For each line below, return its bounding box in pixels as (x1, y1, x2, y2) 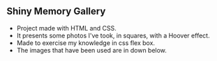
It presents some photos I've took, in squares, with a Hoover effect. (16, 31, 210, 40)
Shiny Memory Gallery (6, 6, 106, 17)
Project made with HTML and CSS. (16, 24, 117, 32)
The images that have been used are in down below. (16, 46, 167, 54)
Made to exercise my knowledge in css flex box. (16, 38, 155, 47)
